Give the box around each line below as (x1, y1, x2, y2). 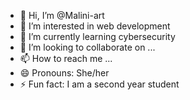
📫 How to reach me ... (19, 53, 113, 64)
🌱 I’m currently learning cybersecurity (19, 31, 176, 42)
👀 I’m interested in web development (19, 20, 171, 32)
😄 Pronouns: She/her (19, 67, 110, 79)
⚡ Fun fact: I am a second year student (19, 78, 180, 90)
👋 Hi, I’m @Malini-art (19, 10, 105, 21)
